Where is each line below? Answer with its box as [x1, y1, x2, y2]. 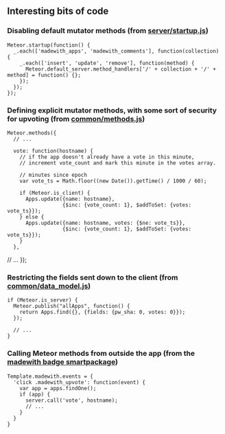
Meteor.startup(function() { [7, 41, 91, 49]
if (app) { [19, 391, 51, 398]
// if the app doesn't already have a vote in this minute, [19, 154, 195, 160]
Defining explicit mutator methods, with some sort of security [7, 106, 217, 115]
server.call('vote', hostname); [25, 397, 118, 404]
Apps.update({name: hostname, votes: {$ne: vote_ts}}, [25, 219, 186, 226]
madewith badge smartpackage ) [7, 357, 119, 367]
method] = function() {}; [7, 71, 81, 78]
